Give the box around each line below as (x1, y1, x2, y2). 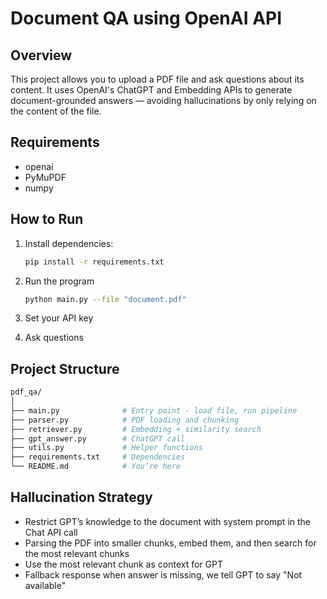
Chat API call (24, 526, 78, 538)
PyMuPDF (24, 171, 67, 183)
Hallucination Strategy (10, 489, 153, 506)
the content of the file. (10, 105, 102, 117)
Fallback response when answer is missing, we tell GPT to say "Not (24, 568, 303, 581)
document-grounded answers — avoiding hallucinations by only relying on (10, 95, 317, 106)
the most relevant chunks (24, 547, 130, 559)
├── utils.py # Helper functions (10, 443, 203, 453)
